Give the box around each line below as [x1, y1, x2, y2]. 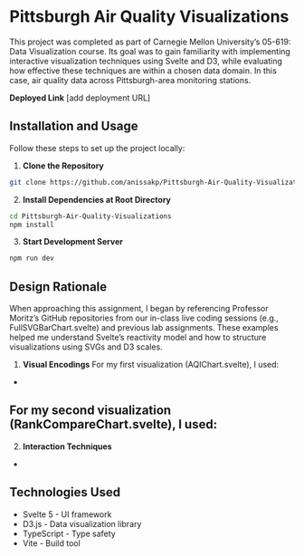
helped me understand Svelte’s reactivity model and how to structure [9, 332, 267, 343]
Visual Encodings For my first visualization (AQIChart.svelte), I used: [22, 359, 280, 370]
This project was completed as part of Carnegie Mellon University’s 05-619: [9, 36, 291, 47]
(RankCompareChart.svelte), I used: [9, 417, 218, 432]
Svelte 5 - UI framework [22, 509, 112, 520]
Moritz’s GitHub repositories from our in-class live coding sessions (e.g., [9, 312, 279, 323]
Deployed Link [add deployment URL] [9, 92, 151, 103]
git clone [9, 177, 47, 187]
